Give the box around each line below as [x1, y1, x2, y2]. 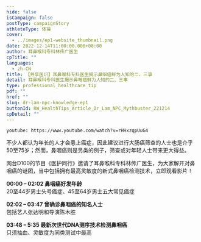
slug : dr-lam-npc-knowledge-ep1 [6, 99, 88, 105]
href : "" [6, 94, 29, 100]
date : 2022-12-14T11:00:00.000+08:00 [6, 43, 102, 49]
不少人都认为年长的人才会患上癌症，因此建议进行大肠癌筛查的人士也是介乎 [6, 139, 193, 146]
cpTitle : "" [6, 54, 37, 60]
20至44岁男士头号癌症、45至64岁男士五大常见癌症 [6, 188, 135, 195]
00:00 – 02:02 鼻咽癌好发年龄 [6, 180, 82, 188]
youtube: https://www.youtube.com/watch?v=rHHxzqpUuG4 [6, 127, 149, 134]
